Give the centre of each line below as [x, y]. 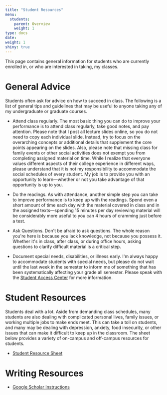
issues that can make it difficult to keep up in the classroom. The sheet [78, 332]
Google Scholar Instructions [41, 387]
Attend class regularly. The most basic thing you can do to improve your [86, 121]
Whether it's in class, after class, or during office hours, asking [77, 241]
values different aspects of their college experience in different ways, [84, 163]
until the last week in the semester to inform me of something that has [84, 267]
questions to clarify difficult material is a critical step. [67, 246]
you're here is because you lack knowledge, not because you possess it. [87, 236]
